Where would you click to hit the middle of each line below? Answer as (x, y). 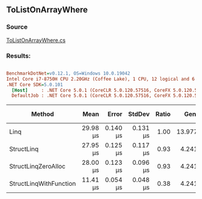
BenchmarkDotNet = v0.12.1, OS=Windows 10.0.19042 (68, 73)
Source (17, 27)
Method (42, 114)
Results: (19, 55)
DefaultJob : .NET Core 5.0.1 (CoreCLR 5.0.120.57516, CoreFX (91, 96)
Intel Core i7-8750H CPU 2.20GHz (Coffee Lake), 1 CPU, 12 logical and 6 (101, 79)
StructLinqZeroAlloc (38, 167)
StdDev (139, 114)
